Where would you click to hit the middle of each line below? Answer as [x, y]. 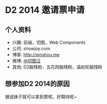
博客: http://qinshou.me [36, 55]
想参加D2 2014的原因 [38, 84]
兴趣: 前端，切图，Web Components [49, 42]
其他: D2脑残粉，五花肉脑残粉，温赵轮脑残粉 [57, 67]
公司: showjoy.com [31, 49]
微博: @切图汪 [26, 61]
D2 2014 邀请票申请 [45, 10]
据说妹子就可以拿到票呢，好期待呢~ [41, 97]
